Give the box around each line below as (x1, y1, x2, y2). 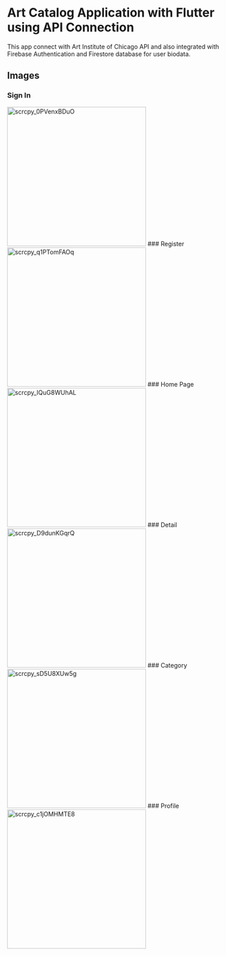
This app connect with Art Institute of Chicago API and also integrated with (7, 42, 219, 50)
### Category (147, 661, 187, 669)
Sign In (7, 91, 31, 100)
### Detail (147, 520, 178, 528)
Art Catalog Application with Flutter (7, 5, 215, 21)
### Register (147, 239, 185, 248)
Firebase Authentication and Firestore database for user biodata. (7, 50, 191, 58)
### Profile (147, 801, 179, 810)
